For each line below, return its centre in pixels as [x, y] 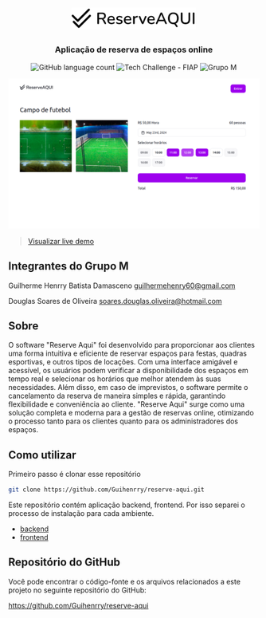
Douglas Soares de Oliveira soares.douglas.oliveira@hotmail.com [115, 301]
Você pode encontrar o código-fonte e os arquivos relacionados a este [125, 581]
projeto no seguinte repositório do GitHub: [78, 590]
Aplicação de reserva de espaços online [134, 49]
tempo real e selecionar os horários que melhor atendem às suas [115, 379]
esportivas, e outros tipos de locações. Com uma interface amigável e [123, 362]
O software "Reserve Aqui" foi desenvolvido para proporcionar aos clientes [131, 345]
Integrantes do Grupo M [68, 266]
